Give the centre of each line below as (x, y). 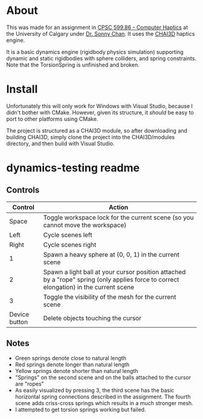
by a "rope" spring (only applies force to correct (111, 279)
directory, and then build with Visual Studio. (60, 144)
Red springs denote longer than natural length (72, 365)
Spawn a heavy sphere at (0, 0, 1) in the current (111, 254)
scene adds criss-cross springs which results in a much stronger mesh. (104, 403)
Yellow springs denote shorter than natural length (76, 371)
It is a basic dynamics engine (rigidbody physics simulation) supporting (95, 51)
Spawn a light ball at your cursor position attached (114, 272)
